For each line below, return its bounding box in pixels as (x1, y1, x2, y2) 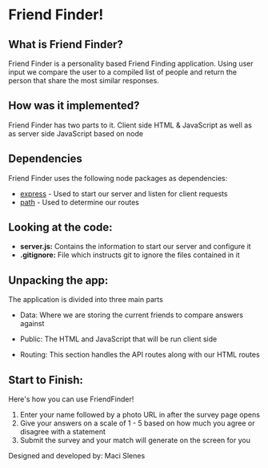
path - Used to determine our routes (19, 197, 140, 207)
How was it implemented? (8, 99, 140, 113)
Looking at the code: (8, 220, 113, 234)
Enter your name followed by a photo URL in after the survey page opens (19, 410, 260, 420)
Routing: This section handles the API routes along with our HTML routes (19, 350, 260, 360)
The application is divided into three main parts (8, 295, 164, 305)
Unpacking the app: (8, 273, 109, 287)
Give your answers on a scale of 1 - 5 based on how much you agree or (19, 418, 255, 428)
